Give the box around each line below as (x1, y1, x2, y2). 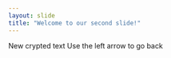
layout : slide (8, 11, 56, 20)
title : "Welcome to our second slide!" (8, 19, 141, 27)
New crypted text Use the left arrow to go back (8, 41, 164, 50)
